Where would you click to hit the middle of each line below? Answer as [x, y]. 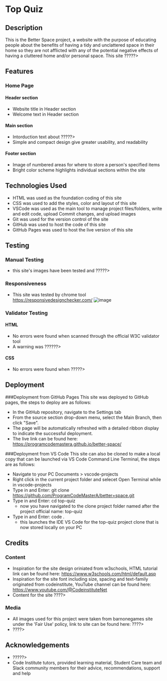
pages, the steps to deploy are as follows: [48, 402]
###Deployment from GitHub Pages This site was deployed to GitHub [77, 397]
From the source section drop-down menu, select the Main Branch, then [87, 417]
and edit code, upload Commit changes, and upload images [74, 213]
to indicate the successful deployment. [53, 433]
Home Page [20, 86]
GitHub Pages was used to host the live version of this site [72, 230]
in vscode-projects [32, 485]
